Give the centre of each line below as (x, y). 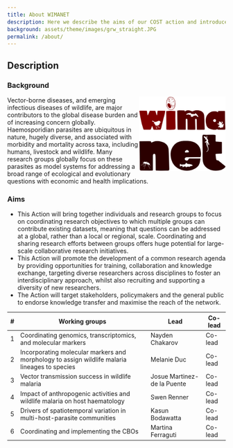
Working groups (83, 321)
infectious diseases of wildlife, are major (65, 107)
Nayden (162, 335)
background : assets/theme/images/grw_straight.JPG (82, 29)
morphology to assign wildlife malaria (74, 359)
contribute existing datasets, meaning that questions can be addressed (119, 229)
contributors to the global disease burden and (72, 115)
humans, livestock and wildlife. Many (60, 152)
